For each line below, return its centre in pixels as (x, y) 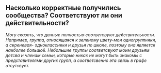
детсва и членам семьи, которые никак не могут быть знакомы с (74, 55)
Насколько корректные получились (63, 8)
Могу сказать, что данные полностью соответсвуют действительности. (80, 35)
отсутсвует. (17, 65)
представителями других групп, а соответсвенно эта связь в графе (76, 60)
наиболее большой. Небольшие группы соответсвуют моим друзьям (78, 50)
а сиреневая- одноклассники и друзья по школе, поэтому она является (80, 45)
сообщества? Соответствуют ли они (64, 16)
